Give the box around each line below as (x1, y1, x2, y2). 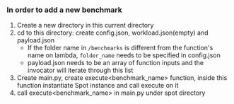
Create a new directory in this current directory (16, 21, 154, 30)
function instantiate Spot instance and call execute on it (16, 81, 179, 90)
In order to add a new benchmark (6, 5, 123, 15)
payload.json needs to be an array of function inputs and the (27, 59, 204, 67)
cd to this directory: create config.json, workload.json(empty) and (16, 28, 209, 37)
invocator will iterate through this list (27, 66, 134, 75)
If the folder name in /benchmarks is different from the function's (27, 44, 213, 52)
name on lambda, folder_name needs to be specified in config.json (27, 51, 221, 59)
